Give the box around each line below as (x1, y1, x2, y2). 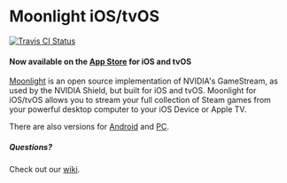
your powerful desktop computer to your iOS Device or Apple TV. (9, 104, 247, 115)
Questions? (9, 141, 53, 152)
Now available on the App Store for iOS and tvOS (9, 56, 192, 67)
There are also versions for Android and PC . (9, 122, 170, 132)
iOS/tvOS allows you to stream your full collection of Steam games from (9, 95, 272, 106)
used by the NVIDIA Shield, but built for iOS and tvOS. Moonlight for (9, 85, 257, 96)
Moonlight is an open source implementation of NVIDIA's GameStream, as (9, 76, 279, 86)
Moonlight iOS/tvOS (9, 6, 159, 27)
